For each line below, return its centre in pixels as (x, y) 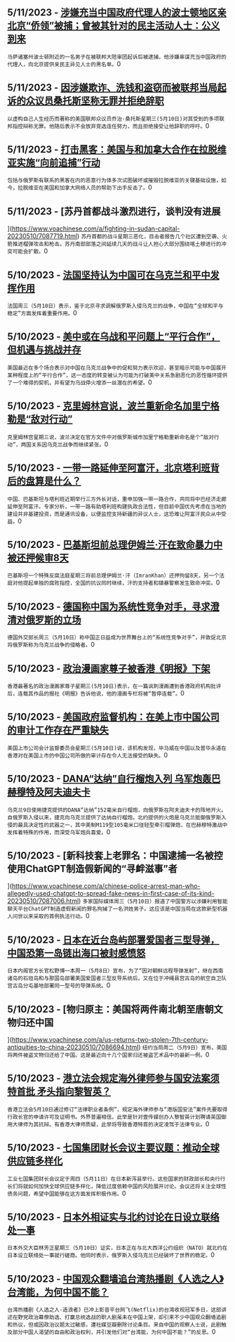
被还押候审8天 (38, 558)
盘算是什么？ (53, 481)
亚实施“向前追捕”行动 (54, 163)
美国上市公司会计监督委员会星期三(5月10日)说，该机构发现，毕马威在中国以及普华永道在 (117, 748)
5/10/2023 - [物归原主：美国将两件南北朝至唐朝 (110, 1009)
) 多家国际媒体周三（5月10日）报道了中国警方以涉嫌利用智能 (153, 901)
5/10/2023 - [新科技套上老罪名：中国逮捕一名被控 (115, 855)
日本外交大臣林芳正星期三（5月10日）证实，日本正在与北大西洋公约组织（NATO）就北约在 (117, 1248)
